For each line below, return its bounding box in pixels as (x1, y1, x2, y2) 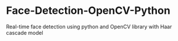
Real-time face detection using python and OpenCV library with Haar (6, 23, 172, 30)
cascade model (6, 29, 43, 36)
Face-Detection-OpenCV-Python (6, 4, 171, 17)
